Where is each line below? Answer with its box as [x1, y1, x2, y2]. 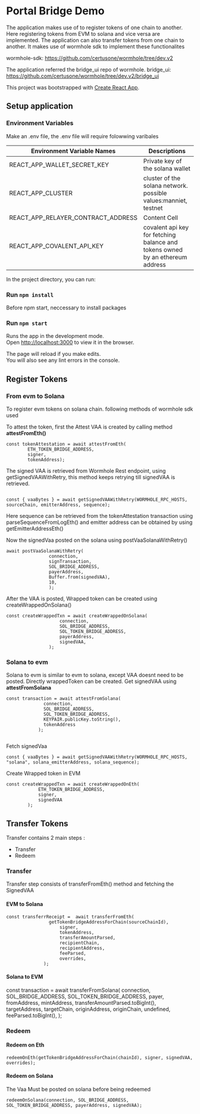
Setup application [6, 101, 73, 111]
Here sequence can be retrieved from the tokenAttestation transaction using [6, 512, 193, 519]
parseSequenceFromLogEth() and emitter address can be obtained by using [6, 519, 193, 526]
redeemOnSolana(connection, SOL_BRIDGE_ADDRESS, [6, 1097, 129, 1103]
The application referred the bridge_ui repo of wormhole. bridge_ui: [6, 66, 171, 73]
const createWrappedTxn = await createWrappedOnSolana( [6, 613, 148, 619]
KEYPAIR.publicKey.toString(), [43, 716, 121, 722]
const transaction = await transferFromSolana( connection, [6, 986, 151, 994]
